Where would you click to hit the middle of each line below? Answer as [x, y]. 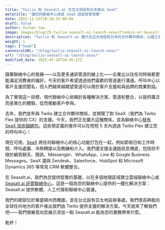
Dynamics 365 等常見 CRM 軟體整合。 [44, 167]
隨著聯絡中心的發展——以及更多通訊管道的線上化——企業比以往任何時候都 [80, 75]
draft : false [18, 23]
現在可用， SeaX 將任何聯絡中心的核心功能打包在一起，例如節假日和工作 [78, 142]
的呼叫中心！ [18, 132]
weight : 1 [15, 42]
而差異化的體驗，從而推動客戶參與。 [42, 103]
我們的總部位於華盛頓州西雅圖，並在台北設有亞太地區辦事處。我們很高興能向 [82, 200]
